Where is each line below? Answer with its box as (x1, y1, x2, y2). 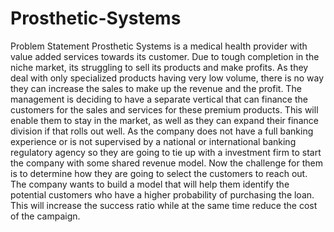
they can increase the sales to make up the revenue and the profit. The (10, 82, 302, 94)
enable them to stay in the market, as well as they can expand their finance (10, 114, 319, 126)
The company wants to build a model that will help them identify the (10, 178, 290, 190)
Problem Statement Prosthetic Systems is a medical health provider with (10, 40, 308, 52)
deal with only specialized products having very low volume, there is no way (10, 72, 325, 84)
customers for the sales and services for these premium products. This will (10, 103, 319, 116)
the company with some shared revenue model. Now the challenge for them (10, 157, 323, 169)
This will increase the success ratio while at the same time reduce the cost (10, 199, 318, 211)
